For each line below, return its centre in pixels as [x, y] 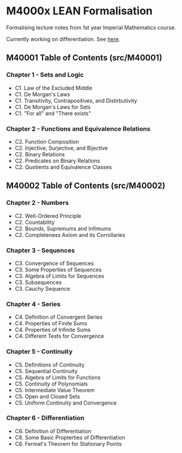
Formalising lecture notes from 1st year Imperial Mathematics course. [91, 27]
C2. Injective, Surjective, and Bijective [61, 148]
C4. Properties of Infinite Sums [53, 330]
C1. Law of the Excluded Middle [53, 88]
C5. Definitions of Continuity [50, 365]
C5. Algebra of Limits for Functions [58, 377]
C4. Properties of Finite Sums [51, 323]
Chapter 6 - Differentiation [45, 418]
